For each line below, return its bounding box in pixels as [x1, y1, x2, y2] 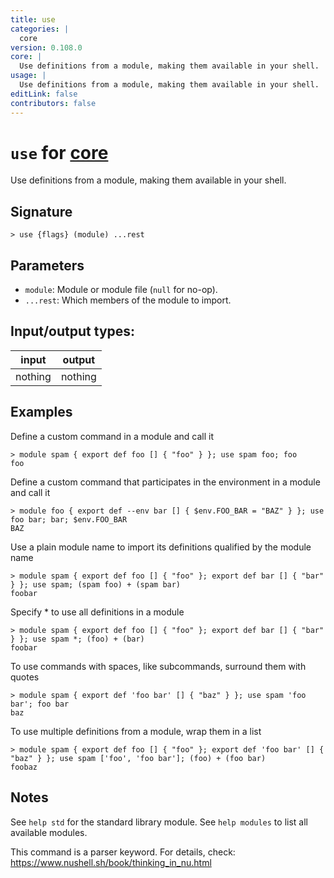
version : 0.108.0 [10, 42, 83, 53]
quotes [10, 671, 40, 683]
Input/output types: [10, 323, 136, 340]
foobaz [10, 762, 38, 772]
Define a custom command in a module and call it [10, 430, 215, 442]
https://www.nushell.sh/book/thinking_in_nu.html [10, 856, 212, 868]
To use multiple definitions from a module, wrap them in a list [10, 725, 262, 737]
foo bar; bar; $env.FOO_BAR [10, 514, 128, 525]
